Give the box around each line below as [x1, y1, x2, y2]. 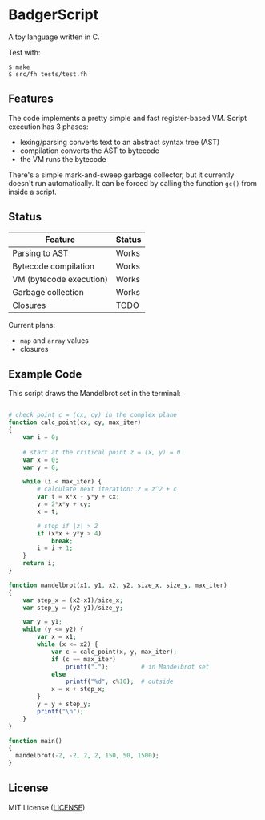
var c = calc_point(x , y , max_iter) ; [50, 648, 178, 656]
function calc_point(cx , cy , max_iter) [8, 418, 142, 426]
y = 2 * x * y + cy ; [37, 500, 91, 508]
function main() [8, 737, 62, 745]
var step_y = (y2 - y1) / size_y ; [22, 604, 124, 612]
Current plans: [8, 320, 56, 329]
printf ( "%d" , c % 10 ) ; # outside [65, 677, 174, 686]
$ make [8, 63, 30, 71]
